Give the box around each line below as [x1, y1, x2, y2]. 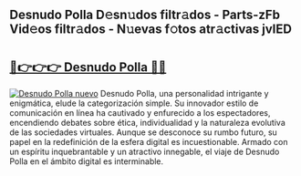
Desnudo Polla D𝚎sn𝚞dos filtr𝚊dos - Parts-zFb [9, 7, 281, 23]
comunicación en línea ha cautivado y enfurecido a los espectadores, [9, 108, 271, 118]
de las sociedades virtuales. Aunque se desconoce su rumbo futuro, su [9, 127, 278, 138]
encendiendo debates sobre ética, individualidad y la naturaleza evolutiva [9, 118, 285, 128]
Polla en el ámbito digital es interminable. [9, 156, 164, 167]
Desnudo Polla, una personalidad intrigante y [99, 88, 269, 98]
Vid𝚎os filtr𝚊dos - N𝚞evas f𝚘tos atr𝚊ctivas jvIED [9, 22, 292, 37]
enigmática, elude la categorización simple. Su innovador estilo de [9, 98, 259, 109]
